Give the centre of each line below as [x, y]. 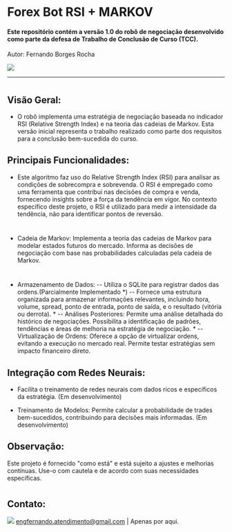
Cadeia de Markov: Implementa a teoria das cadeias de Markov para [114, 238]
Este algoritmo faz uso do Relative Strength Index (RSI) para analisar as [118, 177]
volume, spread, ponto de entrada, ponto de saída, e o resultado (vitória [119, 307]
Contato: [27, 504]
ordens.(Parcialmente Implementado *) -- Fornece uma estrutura [109, 292]
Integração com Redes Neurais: [76, 372]
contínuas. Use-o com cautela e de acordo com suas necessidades [103, 470]
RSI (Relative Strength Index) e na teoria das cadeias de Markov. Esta [115, 124]
